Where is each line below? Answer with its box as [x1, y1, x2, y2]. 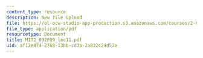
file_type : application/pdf [6, 25, 77, 32]
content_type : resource [6, 8, 66, 15]
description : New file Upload [6, 14, 83, 21]
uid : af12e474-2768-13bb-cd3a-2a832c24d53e [6, 43, 118, 49]
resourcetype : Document [6, 31, 66, 37]
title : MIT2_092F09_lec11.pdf [6, 37, 83, 43]
